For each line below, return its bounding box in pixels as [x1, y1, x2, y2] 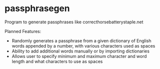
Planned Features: [4, 28, 41, 34]
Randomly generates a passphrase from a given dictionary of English [11, 37, 152, 44]
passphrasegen [4, 3, 70, 14]
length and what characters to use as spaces [11, 58, 103, 64]
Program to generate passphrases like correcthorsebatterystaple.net [4, 19, 143, 25]
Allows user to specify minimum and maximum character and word [11, 53, 147, 59]
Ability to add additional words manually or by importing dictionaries [11, 48, 150, 54]
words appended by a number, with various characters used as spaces [11, 43, 156, 49]
